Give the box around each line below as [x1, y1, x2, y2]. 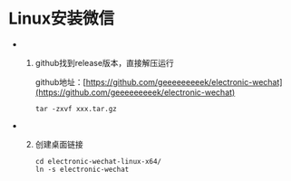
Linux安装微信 [8, 8, 115, 29]
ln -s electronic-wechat [34, 165, 130, 174]
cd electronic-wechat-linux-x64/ [34, 157, 162, 166]
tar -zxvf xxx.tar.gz [34, 104, 117, 113]
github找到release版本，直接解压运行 [34, 57, 174, 68]
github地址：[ [34, 76, 87, 87]
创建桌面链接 [34, 138, 83, 149]
